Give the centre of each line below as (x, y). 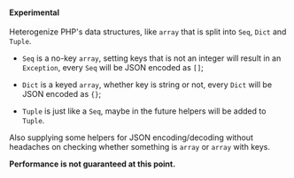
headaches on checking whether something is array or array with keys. (139, 147)
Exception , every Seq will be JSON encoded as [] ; (112, 68)
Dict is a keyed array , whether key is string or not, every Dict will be (147, 85)
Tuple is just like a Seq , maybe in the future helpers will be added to (144, 111)
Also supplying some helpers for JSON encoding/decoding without (132, 137)
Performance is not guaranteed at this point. (93, 164)
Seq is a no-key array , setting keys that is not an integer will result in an (151, 58)
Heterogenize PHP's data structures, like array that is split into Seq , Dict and (148, 32)
